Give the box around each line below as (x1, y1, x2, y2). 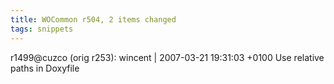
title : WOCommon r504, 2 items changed (10, 14, 177, 25)
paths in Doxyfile (10, 62, 80, 74)
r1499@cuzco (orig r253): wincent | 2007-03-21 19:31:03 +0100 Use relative (10, 51, 325, 63)
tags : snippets (10, 24, 74, 34)
